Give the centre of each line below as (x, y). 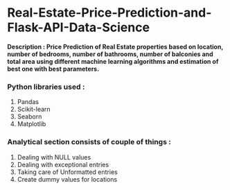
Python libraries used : (46, 87)
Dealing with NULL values (54, 157)
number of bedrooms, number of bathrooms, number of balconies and (110, 54)
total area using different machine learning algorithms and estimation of (113, 61)
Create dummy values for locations (67, 179)
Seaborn (29, 116)
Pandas (28, 102)
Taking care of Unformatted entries (67, 172)
